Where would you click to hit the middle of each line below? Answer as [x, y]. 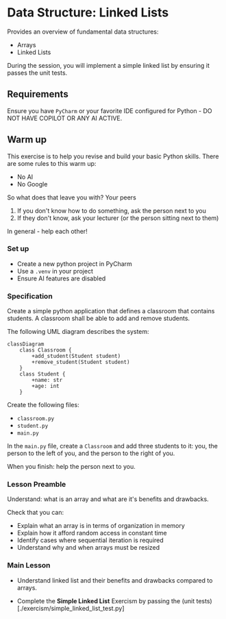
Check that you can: [36, 513]
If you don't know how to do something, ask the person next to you [112, 210]
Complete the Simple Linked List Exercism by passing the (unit [106, 600]
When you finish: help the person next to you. [71, 467]
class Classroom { [46, 350]
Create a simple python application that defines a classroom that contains [111, 311]
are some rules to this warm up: [52, 163]
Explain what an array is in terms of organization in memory [101, 526]
